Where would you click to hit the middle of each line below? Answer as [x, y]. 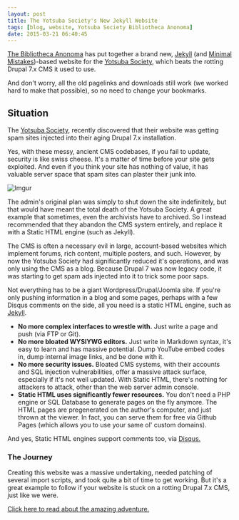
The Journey [30, 457]
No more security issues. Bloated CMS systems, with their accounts [119, 365]
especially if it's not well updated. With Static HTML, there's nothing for [122, 380]
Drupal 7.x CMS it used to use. [52, 69]
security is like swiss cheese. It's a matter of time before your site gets [111, 159]
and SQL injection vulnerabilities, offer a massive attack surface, [112, 372]
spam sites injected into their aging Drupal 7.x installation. [92, 138]
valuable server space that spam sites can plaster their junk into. [102, 175]
